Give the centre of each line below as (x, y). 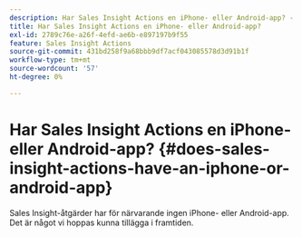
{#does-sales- (214, 148)
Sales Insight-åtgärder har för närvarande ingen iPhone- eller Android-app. (150, 212)
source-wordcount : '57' (54, 69)
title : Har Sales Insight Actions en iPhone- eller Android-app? (135, 26)
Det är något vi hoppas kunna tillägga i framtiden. (102, 222)
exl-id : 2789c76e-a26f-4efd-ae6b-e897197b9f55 (99, 35)
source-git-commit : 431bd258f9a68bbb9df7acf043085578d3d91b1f (129, 52)
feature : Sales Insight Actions (70, 43)
